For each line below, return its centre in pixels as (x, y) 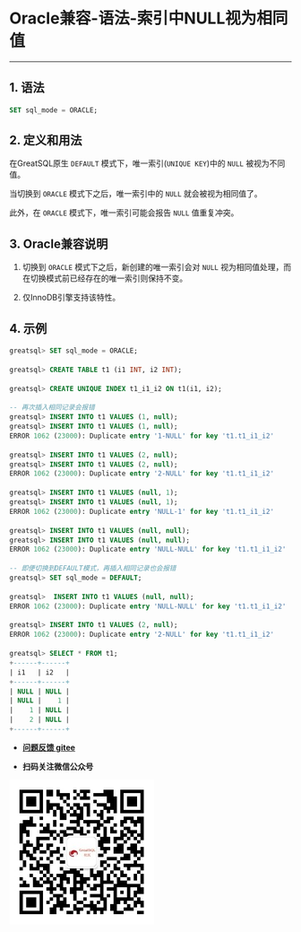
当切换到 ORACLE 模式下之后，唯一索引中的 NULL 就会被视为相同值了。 (136, 194)
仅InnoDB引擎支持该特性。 (71, 298)
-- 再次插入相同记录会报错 (52, 408)
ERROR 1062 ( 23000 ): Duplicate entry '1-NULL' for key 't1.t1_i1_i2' (142, 436)
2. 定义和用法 (46, 140)
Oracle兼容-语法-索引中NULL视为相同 (149, 18)
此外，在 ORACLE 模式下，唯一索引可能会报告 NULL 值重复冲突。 (124, 213)
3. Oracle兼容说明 (59, 244)
